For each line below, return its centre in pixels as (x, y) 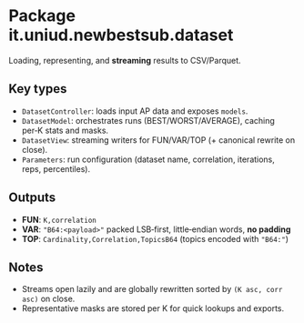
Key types (38, 89)
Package (42, 16)
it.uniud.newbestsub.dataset (121, 35)
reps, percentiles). (56, 168)
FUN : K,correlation (59, 219)
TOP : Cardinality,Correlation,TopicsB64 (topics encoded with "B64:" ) (155, 238)
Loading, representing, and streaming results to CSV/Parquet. (125, 60)
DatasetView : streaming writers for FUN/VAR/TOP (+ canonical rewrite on (158, 140)
